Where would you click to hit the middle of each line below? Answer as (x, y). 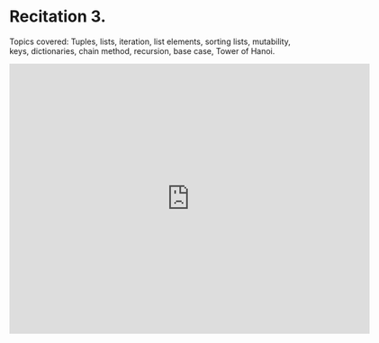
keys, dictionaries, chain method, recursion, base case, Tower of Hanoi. (142, 50)
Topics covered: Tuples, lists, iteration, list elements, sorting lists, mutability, (150, 41)
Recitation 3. (58, 17)
